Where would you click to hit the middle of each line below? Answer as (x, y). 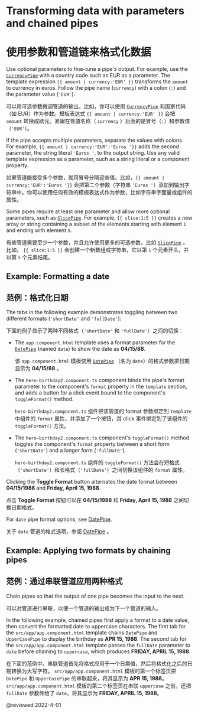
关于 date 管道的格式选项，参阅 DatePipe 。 (59, 532)
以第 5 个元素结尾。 (30, 257)
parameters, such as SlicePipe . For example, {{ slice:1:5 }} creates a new (99, 218)
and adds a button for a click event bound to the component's (90, 393)
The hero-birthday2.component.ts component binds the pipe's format (99, 380)
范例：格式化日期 (37, 297)
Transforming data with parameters (95, 11)
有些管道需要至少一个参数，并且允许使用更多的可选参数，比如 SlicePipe (94, 243)
